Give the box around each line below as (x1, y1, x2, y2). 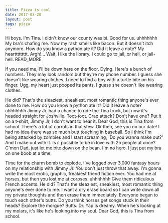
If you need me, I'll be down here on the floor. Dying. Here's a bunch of (5, 66, 152, 72)
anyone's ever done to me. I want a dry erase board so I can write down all (5, 186, 159, 193)
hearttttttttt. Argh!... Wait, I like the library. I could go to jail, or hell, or (5, 51, 147, 57)
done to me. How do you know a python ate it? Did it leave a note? (5, 102, 142, 108)
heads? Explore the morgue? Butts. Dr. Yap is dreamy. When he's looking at (5, 202, 161, 208)
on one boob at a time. (5, 150, 52, 156)
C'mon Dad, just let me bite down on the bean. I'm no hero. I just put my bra (5, 145, 162, 151)
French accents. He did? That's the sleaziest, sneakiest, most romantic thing (5, 181, 163, 187)
